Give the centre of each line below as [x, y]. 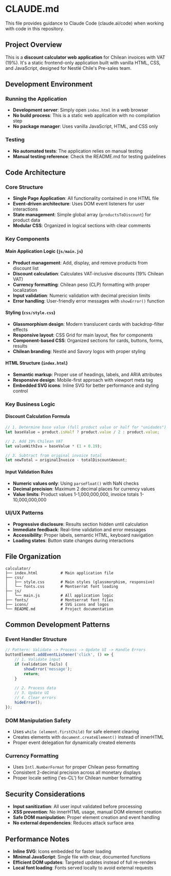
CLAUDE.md [32, 9]
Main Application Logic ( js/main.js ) [44, 251]
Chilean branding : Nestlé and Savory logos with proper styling [79, 351]
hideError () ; [28, 702]
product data [26, 220]
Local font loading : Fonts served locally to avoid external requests [83, 868]
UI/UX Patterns [24, 513]
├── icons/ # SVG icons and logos [57, 604]
